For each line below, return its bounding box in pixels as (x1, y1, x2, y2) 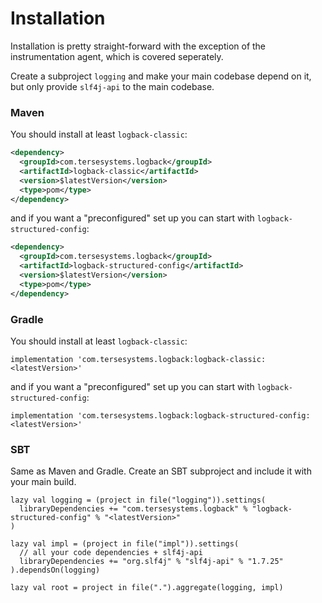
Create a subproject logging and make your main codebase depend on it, (10, 70, 312, 82)
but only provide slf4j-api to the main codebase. (10, 80, 215, 92)
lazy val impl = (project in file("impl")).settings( (10, 539, 240, 549)
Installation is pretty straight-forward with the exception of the (10, 40, 267, 52)
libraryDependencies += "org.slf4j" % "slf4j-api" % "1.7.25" (19, 557, 284, 567)
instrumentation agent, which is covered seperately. (10, 50, 224, 62)
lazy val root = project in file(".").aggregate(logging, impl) (10, 583, 284, 593)
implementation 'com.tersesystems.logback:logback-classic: (10, 355, 267, 365)
